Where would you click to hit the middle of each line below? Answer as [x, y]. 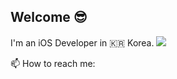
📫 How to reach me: [53, 63]
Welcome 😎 [49, 17]
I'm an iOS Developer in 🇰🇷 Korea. [82, 42]
